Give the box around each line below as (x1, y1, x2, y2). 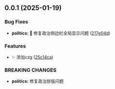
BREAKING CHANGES (4, 67, 57, 73)
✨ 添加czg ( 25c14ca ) (11, 54, 54, 60)
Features (4, 42, 26, 49)
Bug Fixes (4, 18, 29, 25)
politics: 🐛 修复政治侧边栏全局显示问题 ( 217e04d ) (11, 30, 111, 36)
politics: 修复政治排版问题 (11, 78, 64, 84)
